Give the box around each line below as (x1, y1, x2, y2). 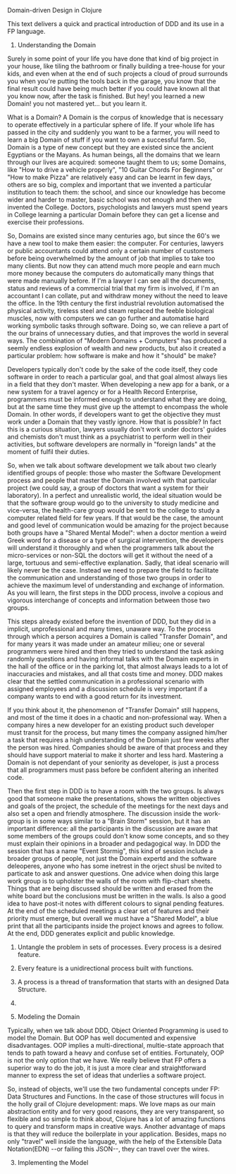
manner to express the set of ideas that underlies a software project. (7, 1071, 206, 1080)
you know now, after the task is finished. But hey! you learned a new (7, 92, 206, 100)
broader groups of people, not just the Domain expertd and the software (7, 855, 217, 862)
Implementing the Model (17, 1158, 89, 1166)
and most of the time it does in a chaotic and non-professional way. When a (7, 714, 227, 721)
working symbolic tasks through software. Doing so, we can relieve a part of (7, 322, 229, 330)
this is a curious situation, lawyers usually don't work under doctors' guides (7, 425, 227, 433)
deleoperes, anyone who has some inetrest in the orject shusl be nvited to (7, 862, 222, 870)
